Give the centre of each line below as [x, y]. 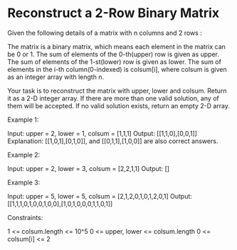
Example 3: [24, 182]
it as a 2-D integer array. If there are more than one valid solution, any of [113, 98]
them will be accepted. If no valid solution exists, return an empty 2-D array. [118, 105]
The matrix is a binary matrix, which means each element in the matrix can [117, 46]
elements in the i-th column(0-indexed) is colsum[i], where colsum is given [117, 69]
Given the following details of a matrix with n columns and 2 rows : [105, 33]
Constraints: [25, 217]
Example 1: [23, 120]
